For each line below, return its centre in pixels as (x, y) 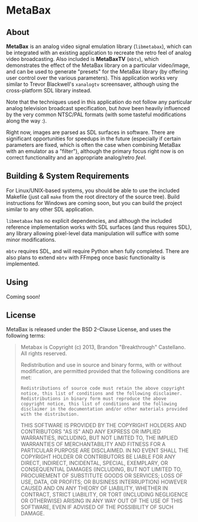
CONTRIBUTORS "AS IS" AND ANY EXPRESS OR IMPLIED (91, 432)
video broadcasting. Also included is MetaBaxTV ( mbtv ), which (82, 59)
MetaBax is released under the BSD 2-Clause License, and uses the (89, 329)
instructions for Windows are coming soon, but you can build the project (94, 203)
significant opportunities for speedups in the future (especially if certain (94, 139)
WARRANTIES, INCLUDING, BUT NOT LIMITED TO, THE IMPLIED (99, 438)
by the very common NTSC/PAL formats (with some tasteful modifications (96, 114)
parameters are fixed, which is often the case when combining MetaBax (94, 145)
